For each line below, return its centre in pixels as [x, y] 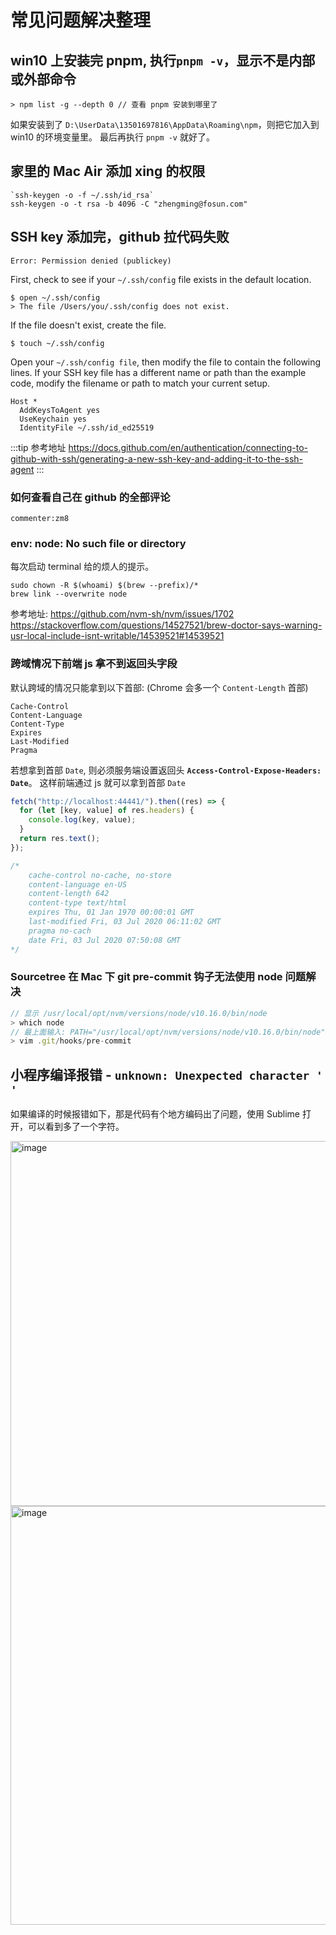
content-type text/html [78, 903]
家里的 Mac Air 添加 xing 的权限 [108, 171]
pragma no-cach [60, 931]
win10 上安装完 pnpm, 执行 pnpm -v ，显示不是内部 [163, 60]
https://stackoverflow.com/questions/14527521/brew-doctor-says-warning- [166, 625]
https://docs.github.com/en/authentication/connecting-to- [188, 447]
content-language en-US [78, 884]
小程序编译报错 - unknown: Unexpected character [160, 1074]
